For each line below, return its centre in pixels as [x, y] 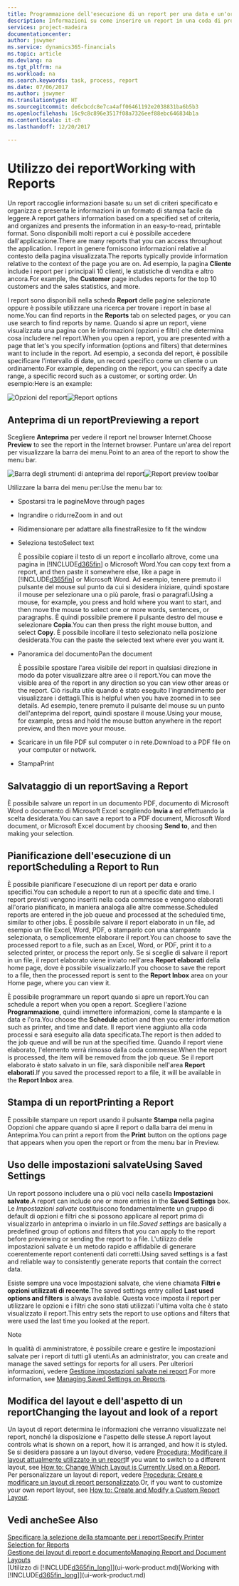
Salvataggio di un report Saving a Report [98, 786]
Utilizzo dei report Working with [102, 168]
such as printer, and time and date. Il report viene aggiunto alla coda [107, 1027]
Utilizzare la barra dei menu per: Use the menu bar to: [85, 488]
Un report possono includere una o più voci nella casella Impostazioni [110, 1193]
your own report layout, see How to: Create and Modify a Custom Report [114, 1490]
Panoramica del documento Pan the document [85, 654]
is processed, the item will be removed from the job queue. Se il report [111, 1057]
